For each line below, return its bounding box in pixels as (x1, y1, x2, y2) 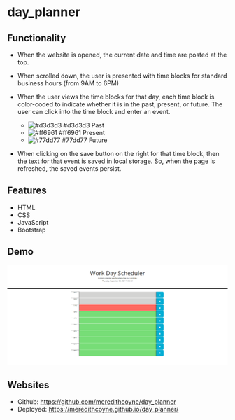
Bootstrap (17, 225, 46, 234)
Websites (7, 379, 50, 391)
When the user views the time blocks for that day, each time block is (17, 92, 215, 101)
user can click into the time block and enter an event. (17, 108, 171, 115)
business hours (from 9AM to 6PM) (17, 79, 120, 87)
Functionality (7, 32, 66, 44)
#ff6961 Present (58, 129, 105, 136)
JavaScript (17, 218, 49, 226)
